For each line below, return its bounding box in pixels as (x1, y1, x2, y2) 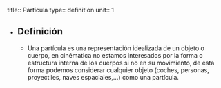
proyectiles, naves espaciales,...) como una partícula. (27, 73, 180, 81)
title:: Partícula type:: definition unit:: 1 (7, 6, 115, 14)
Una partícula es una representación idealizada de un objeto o (27, 44, 205, 52)
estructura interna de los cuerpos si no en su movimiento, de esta (27, 58, 215, 67)
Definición (17, 25, 64, 37)
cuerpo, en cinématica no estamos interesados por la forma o (27, 51, 203, 59)
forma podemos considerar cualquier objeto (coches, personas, (27, 65, 209, 74)
